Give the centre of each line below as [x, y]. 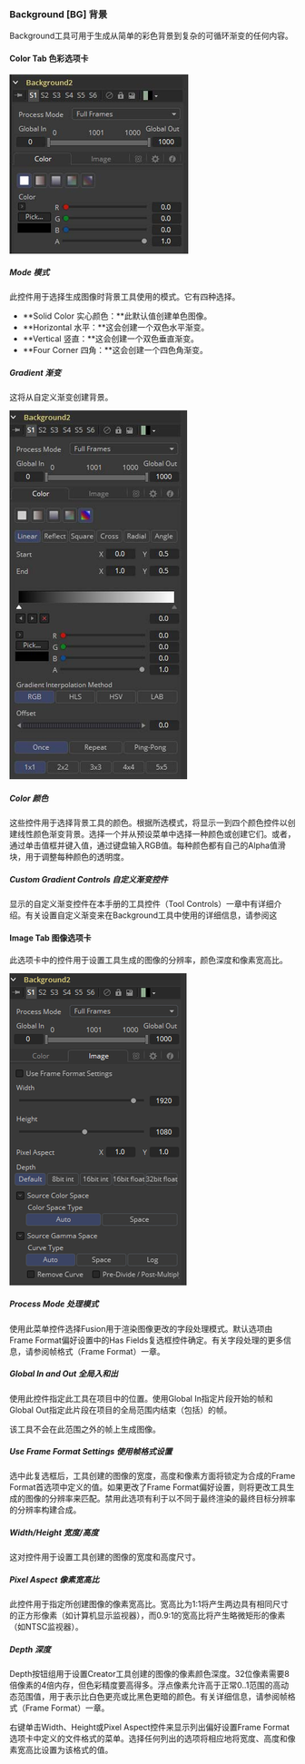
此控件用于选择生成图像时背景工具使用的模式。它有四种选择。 [125, 297]
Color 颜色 [29, 798]
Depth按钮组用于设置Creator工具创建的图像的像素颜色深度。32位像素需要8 [150, 1674]
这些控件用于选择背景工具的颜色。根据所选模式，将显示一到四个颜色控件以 [148, 823]
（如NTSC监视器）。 [46, 1627]
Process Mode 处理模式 [54, 1304]
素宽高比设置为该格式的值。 [61, 1750]
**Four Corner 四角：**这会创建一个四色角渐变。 [115, 350]
